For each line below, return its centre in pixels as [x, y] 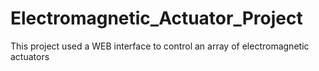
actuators [30, 56]
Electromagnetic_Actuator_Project [156, 18]
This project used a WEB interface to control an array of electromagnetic [160, 46]
